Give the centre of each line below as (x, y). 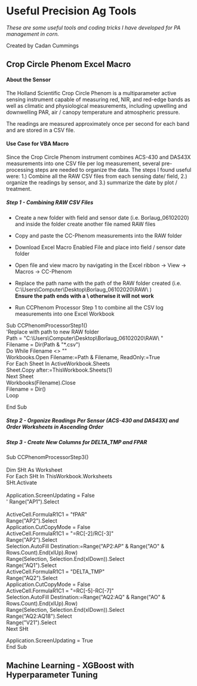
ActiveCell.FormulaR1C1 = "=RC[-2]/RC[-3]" (60, 533)
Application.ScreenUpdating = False (50, 496)
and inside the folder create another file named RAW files (85, 224)
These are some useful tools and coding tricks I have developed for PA (93, 28)
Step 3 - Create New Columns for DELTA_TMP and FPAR (77, 442)
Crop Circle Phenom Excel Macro (69, 64)
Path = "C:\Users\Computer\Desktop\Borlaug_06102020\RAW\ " (85, 338)
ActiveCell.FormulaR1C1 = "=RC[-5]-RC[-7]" (60, 591)
